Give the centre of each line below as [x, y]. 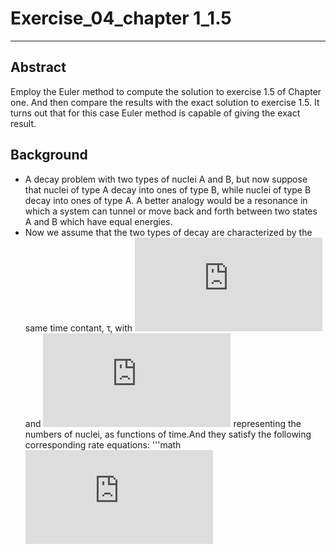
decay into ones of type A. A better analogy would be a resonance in [166, 200]
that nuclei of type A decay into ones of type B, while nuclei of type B [168, 189]
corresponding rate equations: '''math [103, 444]
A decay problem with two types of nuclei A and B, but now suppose [166, 179]
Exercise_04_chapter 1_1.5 [121, 18]
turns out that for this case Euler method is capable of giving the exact [155, 113]
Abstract [38, 67]
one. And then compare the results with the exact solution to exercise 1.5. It [165, 102]
